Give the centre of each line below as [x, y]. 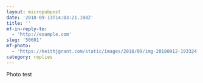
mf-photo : [19, 46]
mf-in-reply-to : [27, 29]
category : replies [29, 57]
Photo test [19, 74]
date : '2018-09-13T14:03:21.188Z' [50, 18]
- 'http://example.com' [42, 35]
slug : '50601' [24, 40]
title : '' [19, 23]
